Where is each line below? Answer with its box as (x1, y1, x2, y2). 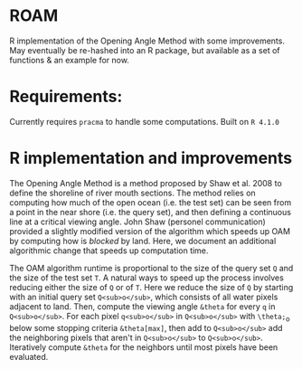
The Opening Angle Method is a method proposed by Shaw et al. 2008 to (9, 177, 282, 188)
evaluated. (9, 351, 49, 362)
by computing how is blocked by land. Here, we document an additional (9, 235, 277, 246)
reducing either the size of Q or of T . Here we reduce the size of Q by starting (9, 281, 294, 292)
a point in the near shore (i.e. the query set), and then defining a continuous (9, 206, 292, 217)
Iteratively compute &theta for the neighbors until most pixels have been (9, 341, 278, 353)
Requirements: (9, 87, 123, 107)
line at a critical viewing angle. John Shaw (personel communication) (9, 216, 267, 227)
